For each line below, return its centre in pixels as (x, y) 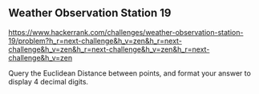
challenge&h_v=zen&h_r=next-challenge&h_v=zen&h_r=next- (109, 49)
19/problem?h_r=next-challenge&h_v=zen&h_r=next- (95, 41)
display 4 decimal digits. (49, 81)
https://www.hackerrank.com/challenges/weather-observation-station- (126, 32)
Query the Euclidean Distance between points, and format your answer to (129, 73)
